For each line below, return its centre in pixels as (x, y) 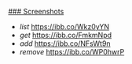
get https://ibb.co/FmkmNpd (66, 35)
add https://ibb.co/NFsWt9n (65, 43)
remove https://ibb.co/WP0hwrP (72, 52)
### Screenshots (36, 11)
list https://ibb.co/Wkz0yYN (64, 26)
